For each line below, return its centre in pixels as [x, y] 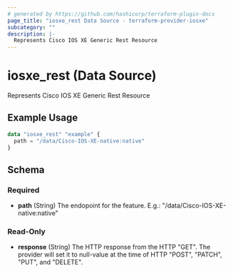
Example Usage [43, 118]
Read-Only [27, 232]
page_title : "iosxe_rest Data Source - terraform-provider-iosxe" [108, 21]
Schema [26, 169]
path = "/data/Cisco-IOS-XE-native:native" [79, 141]
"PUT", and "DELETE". [50, 262]
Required [24, 190]
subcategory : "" [31, 27]
